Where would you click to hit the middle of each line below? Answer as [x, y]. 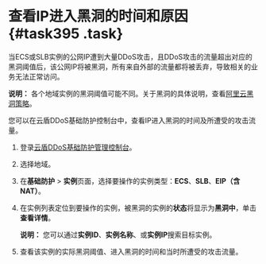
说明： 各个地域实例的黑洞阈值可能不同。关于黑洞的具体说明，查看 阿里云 [127, 93]
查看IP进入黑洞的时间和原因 [98, 16]
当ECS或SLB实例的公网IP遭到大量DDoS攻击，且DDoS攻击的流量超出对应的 [130, 56]
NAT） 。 [33, 191]
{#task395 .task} [66, 34]
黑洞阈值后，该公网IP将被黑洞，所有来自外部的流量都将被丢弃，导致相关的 [130, 66]
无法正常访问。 [39, 76]
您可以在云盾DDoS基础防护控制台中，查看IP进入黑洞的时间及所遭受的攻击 [129, 120]
